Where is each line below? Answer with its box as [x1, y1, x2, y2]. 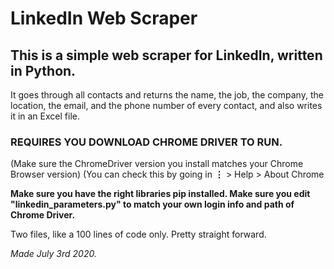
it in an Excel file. [10, 110, 80, 122]
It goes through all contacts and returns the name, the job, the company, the [10, 89, 324, 101]
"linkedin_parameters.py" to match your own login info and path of [10, 198, 295, 211]
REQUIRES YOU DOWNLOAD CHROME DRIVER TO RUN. [10, 135, 283, 149]
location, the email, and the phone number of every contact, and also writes [10, 100, 323, 111]
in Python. [10, 62, 77, 79]
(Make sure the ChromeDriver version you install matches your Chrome [10, 158, 304, 170]
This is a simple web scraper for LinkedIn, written [10, 47, 323, 64]
